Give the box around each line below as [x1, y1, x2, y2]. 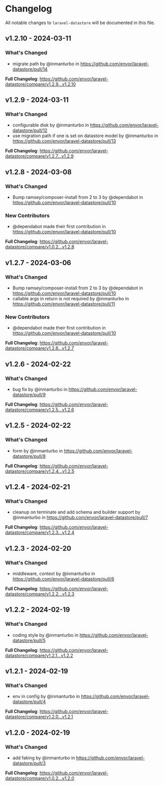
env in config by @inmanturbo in [12, 694, 80, 700]
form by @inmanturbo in [12, 447, 63, 454]
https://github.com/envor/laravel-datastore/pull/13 [12, 138, 116, 144]
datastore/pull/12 [12, 128, 48, 134]
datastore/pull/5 [12, 637, 46, 643]
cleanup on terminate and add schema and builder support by [12, 509, 140, 515]
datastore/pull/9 [12, 391, 46, 397]
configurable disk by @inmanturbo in [12, 122, 89, 128]
